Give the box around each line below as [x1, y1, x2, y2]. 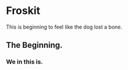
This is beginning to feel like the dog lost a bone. [6, 23, 123, 30]
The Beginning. [6, 40, 63, 50]
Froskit [6, 4, 41, 17]
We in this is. [6, 58, 44, 66]
